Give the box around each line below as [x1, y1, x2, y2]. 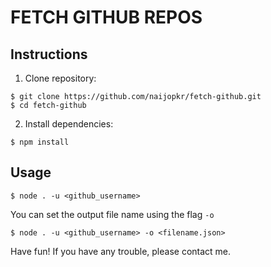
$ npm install [10, 137, 70, 147]
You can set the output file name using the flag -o [10, 208, 215, 220]
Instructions [10, 46, 88, 63]
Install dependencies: [24, 118, 114, 130]
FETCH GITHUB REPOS [10, 6, 203, 29]
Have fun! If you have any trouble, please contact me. [10, 245, 232, 257]
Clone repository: [24, 72, 97, 84]
